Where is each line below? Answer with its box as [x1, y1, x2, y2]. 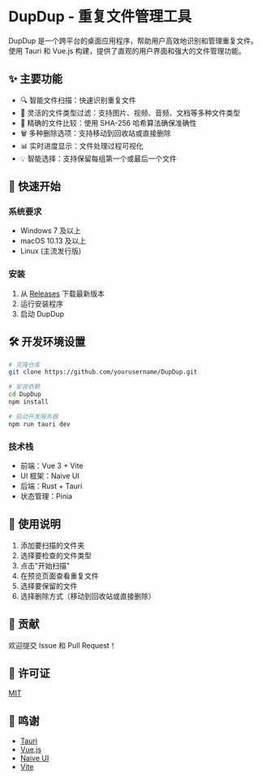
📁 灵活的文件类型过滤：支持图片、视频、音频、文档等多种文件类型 [19, 107, 241, 118]
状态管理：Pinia [19, 491, 73, 500]
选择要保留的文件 [19, 581, 78, 591]
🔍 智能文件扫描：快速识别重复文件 [19, 95, 136, 105]
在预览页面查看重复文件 [19, 570, 99, 581]
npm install [8, 398, 49, 406]
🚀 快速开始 [8, 180, 61, 193]
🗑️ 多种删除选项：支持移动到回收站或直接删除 [19, 128, 172, 138]
